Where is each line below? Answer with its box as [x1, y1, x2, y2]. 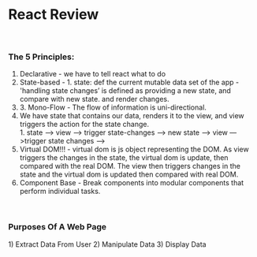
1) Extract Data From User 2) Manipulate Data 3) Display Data [8, 239, 207, 249]
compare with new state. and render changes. [19, 95, 169, 104]
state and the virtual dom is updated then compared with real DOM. [19, 169, 239, 179]
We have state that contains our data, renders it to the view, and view [19, 111, 244, 121]
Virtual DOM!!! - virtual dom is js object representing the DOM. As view [19, 144, 250, 155]
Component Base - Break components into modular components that [19, 178, 244, 188]
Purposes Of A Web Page [8, 222, 106, 233]
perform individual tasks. [19, 187, 101, 196]
